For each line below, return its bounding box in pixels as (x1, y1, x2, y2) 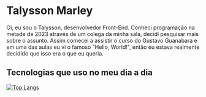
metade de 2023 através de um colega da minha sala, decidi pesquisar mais (6, 30, 199, 37)
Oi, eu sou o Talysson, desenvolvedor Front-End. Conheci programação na (6, 24, 195, 31)
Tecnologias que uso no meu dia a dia (6, 68, 153, 78)
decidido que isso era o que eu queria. (6, 49, 104, 57)
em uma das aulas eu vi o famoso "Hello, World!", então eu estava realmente (6, 43, 200, 51)
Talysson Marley (6, 4, 93, 18)
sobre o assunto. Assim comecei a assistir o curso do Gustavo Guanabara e (6, 37, 197, 44)
